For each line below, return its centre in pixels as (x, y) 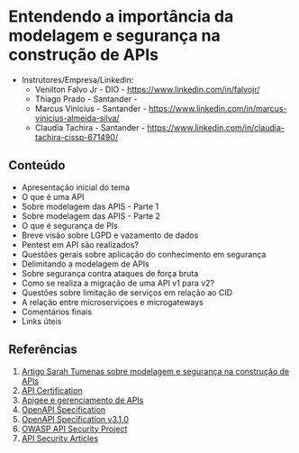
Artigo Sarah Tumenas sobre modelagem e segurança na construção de (155, 371)
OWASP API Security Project (74, 429)
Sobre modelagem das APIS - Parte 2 (91, 216)
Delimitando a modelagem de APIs (85, 264)
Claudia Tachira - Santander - (90, 127)
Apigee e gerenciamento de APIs (82, 400)
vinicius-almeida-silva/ (77, 118)
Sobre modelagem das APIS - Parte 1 (90, 206)
